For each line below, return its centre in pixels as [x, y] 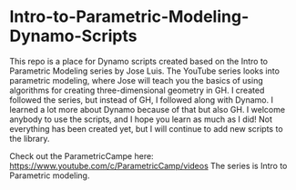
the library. [30, 138]
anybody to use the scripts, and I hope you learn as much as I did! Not [141, 119]
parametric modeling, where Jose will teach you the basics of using [137, 80]
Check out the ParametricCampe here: [82, 155]
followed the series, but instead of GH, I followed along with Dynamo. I [141, 100]
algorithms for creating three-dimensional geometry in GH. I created [137, 90]
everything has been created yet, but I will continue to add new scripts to [147, 128]
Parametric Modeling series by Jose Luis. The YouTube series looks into [145, 71]
